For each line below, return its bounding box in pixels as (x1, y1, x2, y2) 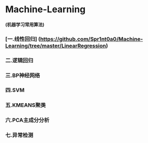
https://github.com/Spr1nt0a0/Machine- (40, 35, 143, 42)
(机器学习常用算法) (5, 21, 45, 28)
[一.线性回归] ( (5, 35, 41, 42)
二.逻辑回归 (5, 57, 34, 64)
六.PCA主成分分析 (5, 116, 50, 124)
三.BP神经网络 (5, 71, 40, 79)
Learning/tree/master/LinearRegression (5, 42, 106, 49)
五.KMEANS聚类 (5, 102, 46, 109)
